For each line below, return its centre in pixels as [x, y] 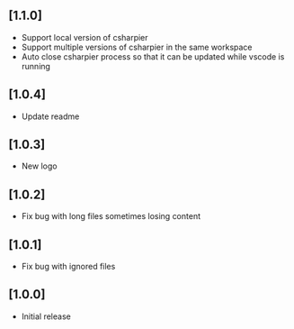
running [36, 66]
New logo [39, 166]
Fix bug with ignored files [68, 267]
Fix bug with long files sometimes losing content [111, 216]
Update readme [50, 116]
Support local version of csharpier [85, 37]
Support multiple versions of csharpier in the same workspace [137, 47]
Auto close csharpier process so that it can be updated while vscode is [153, 56]
